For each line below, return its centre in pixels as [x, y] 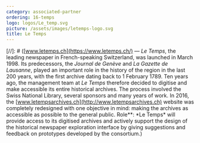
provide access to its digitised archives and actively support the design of [97, 121]
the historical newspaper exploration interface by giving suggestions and [96, 127]
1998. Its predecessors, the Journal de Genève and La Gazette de [87, 64]
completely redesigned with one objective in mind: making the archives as [97, 108]
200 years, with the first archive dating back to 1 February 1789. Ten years [97, 77]
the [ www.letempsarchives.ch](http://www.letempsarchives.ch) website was [100, 102]
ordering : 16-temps [30, 17]
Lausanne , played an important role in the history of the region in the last [96, 70]
